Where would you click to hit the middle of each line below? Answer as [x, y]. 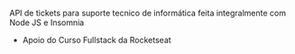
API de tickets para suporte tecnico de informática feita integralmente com [148, 13]
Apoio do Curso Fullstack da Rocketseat [97, 40]
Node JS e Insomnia [47, 22]
